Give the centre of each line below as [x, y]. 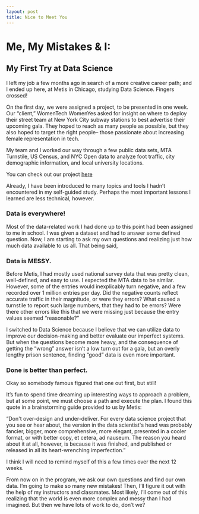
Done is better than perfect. [47, 370]
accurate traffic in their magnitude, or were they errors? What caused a [93, 299]
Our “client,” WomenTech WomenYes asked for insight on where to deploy [97, 113]
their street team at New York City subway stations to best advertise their [96, 119]
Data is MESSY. [29, 261]
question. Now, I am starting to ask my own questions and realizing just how [99, 239]
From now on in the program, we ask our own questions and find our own [96, 480]
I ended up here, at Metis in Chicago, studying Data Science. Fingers [90, 89]
